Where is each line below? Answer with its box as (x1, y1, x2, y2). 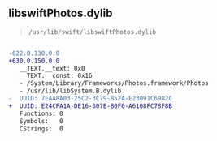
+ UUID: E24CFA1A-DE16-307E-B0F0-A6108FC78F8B (8, 101, 173, 110)
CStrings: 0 (19, 125, 63, 133)
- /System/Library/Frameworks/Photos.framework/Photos (19, 79, 209, 88)
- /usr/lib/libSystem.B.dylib (19, 87, 122, 96)
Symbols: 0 (19, 117, 63, 125)
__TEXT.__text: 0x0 (19, 64, 85, 72)
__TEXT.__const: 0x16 (19, 72, 93, 80)
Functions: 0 (19, 109, 63, 117)
